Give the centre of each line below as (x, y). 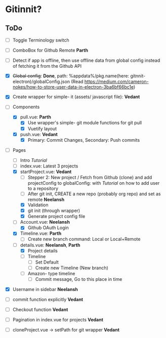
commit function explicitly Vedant (48, 299)
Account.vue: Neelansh (45, 222)
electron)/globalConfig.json (41, 81)
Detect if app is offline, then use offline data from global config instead (86, 60)
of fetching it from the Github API (47, 66)
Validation (38, 205)
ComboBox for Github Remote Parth (50, 50)
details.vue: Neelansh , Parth (50, 245)
